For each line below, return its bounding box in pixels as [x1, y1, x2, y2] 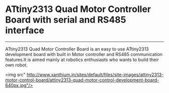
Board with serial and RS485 [5, 14, 127, 25]
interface [5, 25, 44, 36]
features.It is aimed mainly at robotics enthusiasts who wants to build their [5, 56, 159, 62]
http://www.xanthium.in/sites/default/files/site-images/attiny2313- [27, 71, 164, 77]
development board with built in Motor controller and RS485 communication [5, 51, 162, 57]
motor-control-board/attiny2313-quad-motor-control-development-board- [5, 76, 159, 83]
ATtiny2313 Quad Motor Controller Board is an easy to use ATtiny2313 [5, 46, 149, 52]
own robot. [5, 61, 28, 68]
